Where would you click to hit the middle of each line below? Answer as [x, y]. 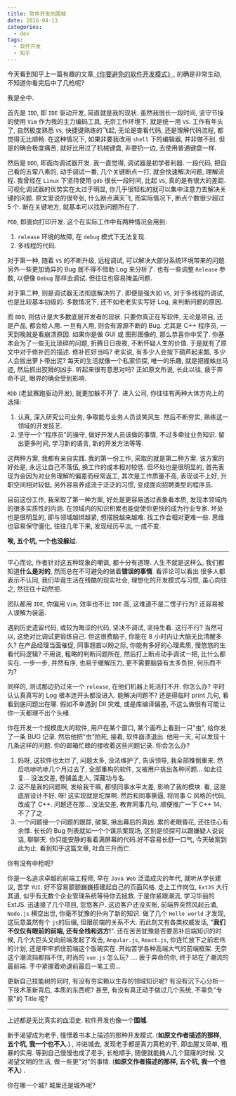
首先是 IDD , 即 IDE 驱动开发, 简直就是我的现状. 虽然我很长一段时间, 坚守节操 [116, 113]
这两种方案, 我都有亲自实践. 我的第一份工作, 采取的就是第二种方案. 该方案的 [116, 458]
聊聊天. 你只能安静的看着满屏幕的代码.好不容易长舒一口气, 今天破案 [124, 839]
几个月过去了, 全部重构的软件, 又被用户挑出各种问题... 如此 [132, 769]
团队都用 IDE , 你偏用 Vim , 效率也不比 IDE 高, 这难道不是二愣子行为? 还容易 [113, 604]
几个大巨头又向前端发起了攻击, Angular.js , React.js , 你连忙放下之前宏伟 [121, 939]
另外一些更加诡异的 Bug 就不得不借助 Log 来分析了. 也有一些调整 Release [112, 269]
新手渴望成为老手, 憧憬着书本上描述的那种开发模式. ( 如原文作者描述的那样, [114, 1035]
